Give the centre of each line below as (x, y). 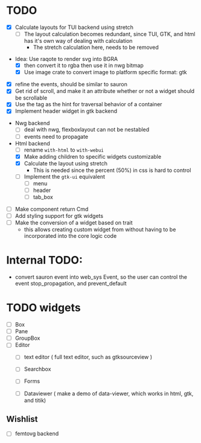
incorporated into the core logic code (70, 236)
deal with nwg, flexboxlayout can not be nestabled (87, 130)
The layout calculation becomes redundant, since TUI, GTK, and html (110, 34)
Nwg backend (32, 123)
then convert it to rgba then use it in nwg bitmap (84, 65)
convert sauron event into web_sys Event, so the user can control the (101, 277)
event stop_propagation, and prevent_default (71, 284)
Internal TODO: (44, 260)
